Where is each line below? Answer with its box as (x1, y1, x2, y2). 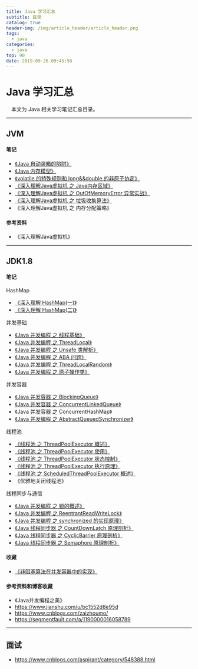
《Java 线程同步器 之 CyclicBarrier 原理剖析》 (14, 532, 123, 539)
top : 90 (6, 52, 25, 58)
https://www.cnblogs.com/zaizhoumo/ (14, 609, 108, 617)
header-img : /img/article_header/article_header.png (6, 25, 138, 31)
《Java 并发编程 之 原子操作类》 (14, 368, 90, 375)
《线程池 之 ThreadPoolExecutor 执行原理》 (14, 462, 121, 469)
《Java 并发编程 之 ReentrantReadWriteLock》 (14, 509, 122, 516)
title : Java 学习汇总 (6, 8, 56, 15)
